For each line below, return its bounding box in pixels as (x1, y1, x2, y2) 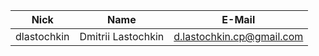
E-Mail (221, 13, 256, 26)
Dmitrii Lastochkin (79, 30, 165, 43)
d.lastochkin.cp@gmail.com (173, 30, 304, 43)
